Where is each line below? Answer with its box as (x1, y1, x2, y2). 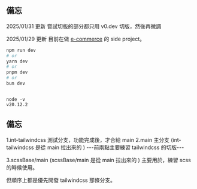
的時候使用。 (6, 163, 38, 171)
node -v (6, 96, 26, 103)
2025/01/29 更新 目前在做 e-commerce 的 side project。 (6, 35, 146, 42)
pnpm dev (6, 69, 28, 76)
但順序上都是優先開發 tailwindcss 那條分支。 (6, 176, 116, 184)
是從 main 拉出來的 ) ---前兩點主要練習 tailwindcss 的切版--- (35, 144, 184, 151)
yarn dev (6, 58, 28, 64)
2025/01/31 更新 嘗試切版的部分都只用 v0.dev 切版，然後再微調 (6, 23, 162, 30)
